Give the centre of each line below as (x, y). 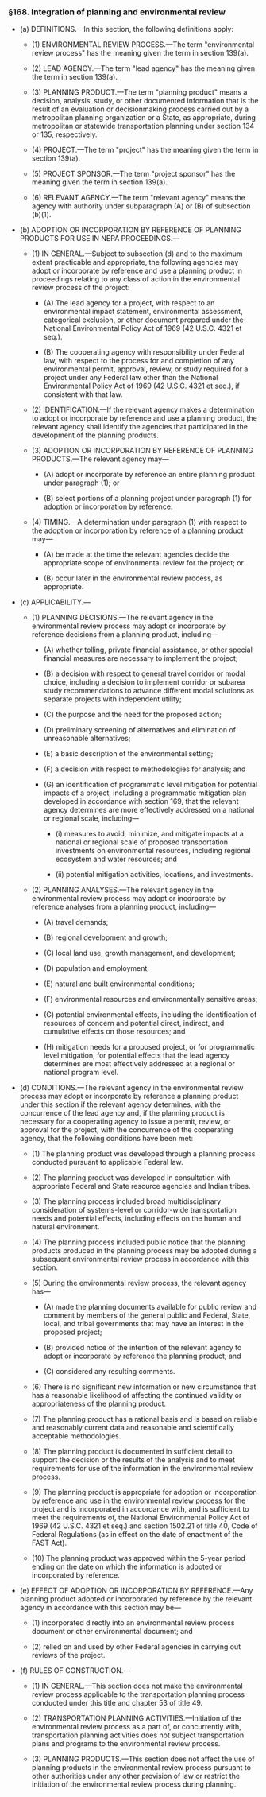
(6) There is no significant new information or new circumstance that (144, 1387)
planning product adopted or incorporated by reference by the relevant (136, 1599)
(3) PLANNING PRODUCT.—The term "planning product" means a (139, 92)
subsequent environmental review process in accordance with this (140, 1259)
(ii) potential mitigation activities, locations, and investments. (154, 875)
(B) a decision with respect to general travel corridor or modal (145, 673)
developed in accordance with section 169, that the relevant (141, 801)
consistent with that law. (83, 394)
